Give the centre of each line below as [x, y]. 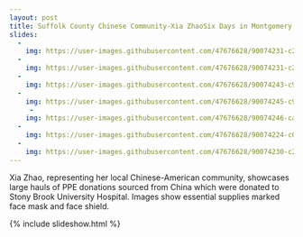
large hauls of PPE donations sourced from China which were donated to [144, 187]
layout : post [34, 18]
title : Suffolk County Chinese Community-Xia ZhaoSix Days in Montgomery [151, 26]
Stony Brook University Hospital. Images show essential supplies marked [145, 196]
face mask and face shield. [60, 206]
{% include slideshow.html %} [65, 223]
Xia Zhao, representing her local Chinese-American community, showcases [150, 178]
